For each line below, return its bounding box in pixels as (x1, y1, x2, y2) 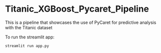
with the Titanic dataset (5, 24, 53, 30)
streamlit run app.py (5, 43, 49, 48)
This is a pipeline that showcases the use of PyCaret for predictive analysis (5, 19, 157, 25)
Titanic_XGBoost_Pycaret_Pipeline (5, 3, 149, 15)
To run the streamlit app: (5, 34, 55, 40)
